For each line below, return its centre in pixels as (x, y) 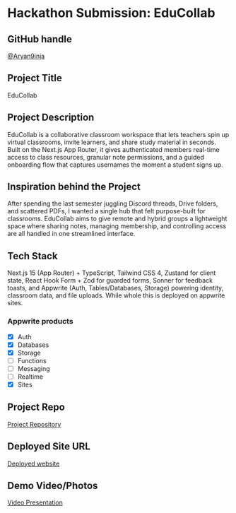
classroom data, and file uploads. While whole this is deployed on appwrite (116, 295)
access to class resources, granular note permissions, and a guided (106, 157)
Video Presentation (35, 502)
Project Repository (34, 424)
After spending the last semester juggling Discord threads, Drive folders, (113, 204)
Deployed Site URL (49, 447)
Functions (32, 360)
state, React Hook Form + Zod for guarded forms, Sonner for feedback (110, 281)
